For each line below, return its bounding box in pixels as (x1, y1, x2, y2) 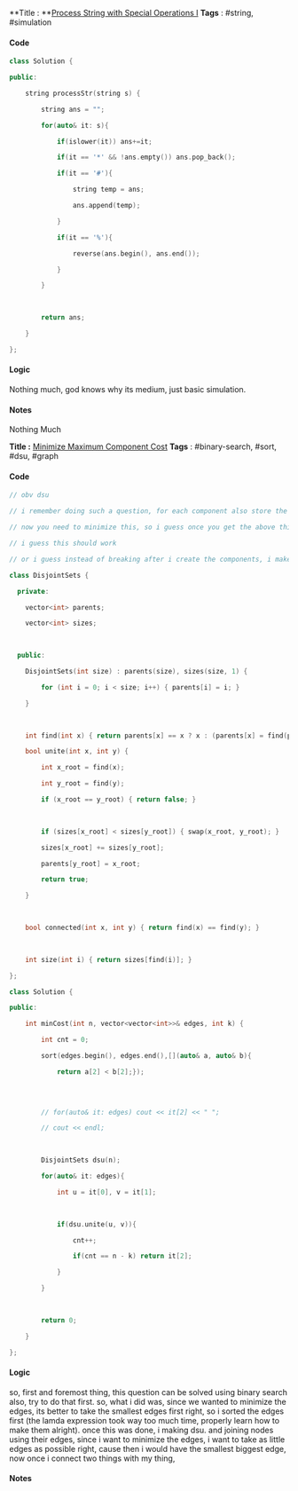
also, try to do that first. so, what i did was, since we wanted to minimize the (9, 1396, 286, 1407)
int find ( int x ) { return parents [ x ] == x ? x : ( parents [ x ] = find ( (25, 731, 288, 740)
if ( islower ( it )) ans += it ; (56, 137, 153, 146)
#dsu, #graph (9, 451, 59, 461)
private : (17, 587, 50, 596)
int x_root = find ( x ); (41, 763, 125, 772)
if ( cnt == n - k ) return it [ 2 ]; (72, 1251, 192, 1261)
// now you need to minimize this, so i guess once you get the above (9, 523, 276, 532)
